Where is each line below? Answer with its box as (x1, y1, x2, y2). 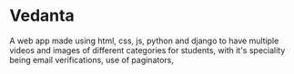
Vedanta (9, 5, 75, 26)
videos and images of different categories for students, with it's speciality (9, 44, 286, 55)
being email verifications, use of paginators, (9, 54, 175, 65)
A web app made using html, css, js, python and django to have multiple (9, 35, 279, 46)
